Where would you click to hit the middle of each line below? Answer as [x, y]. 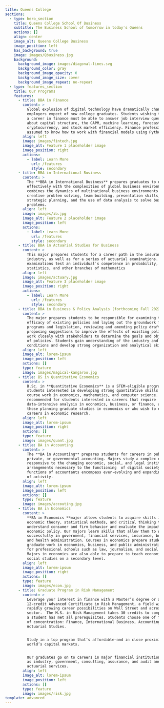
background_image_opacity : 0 [48, 73]
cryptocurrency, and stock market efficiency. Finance [83, 127]
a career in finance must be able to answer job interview [88, 118]
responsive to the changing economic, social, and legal [86, 463]
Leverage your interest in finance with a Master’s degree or [91, 599]
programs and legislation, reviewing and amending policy [87, 327]
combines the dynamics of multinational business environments [92, 191]
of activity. [40, 477]
